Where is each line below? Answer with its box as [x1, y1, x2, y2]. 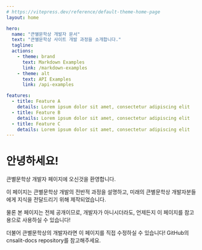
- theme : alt [17, 70, 50, 76]
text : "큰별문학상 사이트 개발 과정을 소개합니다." [11, 37, 122, 43]
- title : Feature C [11, 120, 61, 127]
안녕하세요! [6, 154, 59, 168]
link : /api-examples [22, 82, 74, 88]
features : [6, 93, 31, 99]
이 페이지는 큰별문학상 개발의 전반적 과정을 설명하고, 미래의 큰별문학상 [6, 188, 171, 196]
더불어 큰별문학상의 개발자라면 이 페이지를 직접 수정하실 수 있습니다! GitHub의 [6, 229, 189, 237]
